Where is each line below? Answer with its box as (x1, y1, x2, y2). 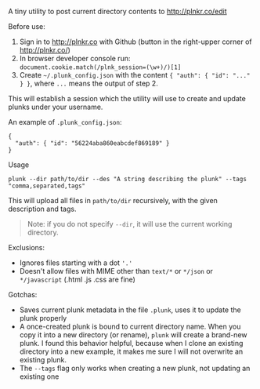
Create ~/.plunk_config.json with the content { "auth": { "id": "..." (19, 71, 251, 79)
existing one (19, 372, 60, 381)
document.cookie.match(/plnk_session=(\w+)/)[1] (19, 64, 182, 71)
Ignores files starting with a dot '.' (19, 258, 133, 267)
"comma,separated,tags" (8, 182, 86, 190)
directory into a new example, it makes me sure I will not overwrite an (19, 347, 244, 356)
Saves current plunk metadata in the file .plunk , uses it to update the (19, 305, 241, 314)
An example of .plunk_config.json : (8, 118, 122, 126)
